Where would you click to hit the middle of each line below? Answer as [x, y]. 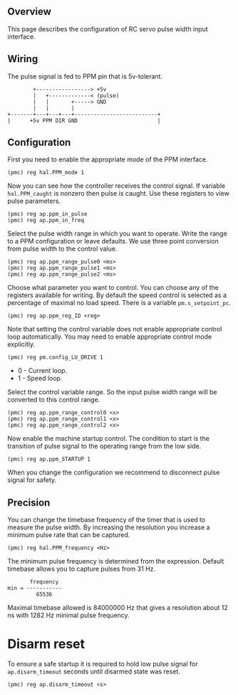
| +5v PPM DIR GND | [84, 121]
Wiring [23, 59]
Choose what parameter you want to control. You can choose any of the [113, 288]
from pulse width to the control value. [62, 249]
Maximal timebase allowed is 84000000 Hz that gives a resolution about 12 [118, 608]
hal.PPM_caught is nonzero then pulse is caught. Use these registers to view [118, 194]
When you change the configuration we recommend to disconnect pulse [114, 472]
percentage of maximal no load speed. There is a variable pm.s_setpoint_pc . [119, 303]
